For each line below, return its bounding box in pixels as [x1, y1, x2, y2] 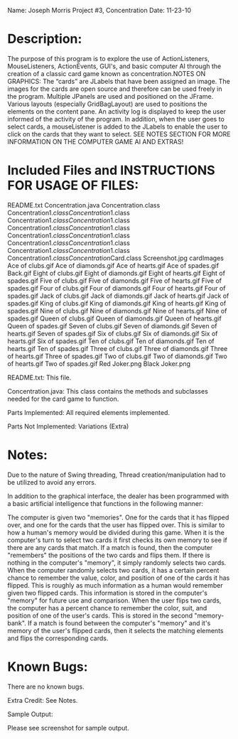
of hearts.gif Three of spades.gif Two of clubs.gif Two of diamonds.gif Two [7, 352, 227, 360]
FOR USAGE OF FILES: [7, 178, 139, 194]
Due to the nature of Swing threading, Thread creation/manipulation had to [7, 470, 226, 479]
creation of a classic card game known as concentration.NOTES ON [7, 69, 206, 77]
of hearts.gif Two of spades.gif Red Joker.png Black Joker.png [7, 359, 190, 368]
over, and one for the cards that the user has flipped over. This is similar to [7, 520, 225, 529]
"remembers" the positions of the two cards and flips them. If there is [7, 551, 211, 559]
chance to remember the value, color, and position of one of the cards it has [7, 573, 230, 582]
